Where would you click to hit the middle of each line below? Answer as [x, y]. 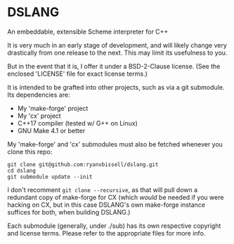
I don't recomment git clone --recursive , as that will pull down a [103, 189]
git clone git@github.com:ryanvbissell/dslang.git [83, 164]
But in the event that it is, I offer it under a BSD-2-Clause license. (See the [114, 66]
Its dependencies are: [39, 95]
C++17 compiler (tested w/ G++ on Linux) [78, 123]
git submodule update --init [50, 177]
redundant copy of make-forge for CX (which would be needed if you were [116, 197]
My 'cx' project [39, 116]
